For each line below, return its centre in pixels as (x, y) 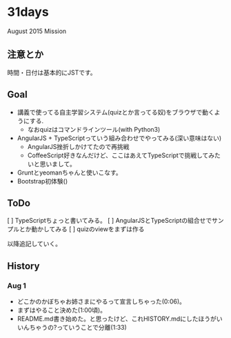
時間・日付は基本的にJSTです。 (52, 72)
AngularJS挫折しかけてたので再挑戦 (78, 146)
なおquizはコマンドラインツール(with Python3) (94, 129)
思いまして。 (58, 163)
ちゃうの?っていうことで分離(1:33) (78, 328)
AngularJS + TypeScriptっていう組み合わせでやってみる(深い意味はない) (119, 138)
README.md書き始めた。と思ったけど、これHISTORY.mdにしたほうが (117, 319)
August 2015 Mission (37, 31)
